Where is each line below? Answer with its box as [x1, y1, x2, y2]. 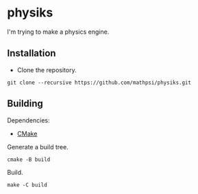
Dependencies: [7, 116, 50, 125]
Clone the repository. [16, 65, 77, 74]
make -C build [7, 181, 48, 188]
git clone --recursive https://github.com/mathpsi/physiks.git [7, 79, 192, 86]
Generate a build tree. [7, 142, 69, 151]
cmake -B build [7, 156, 51, 163]
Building [7, 98, 43, 109]
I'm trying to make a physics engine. [7, 28, 110, 36]
